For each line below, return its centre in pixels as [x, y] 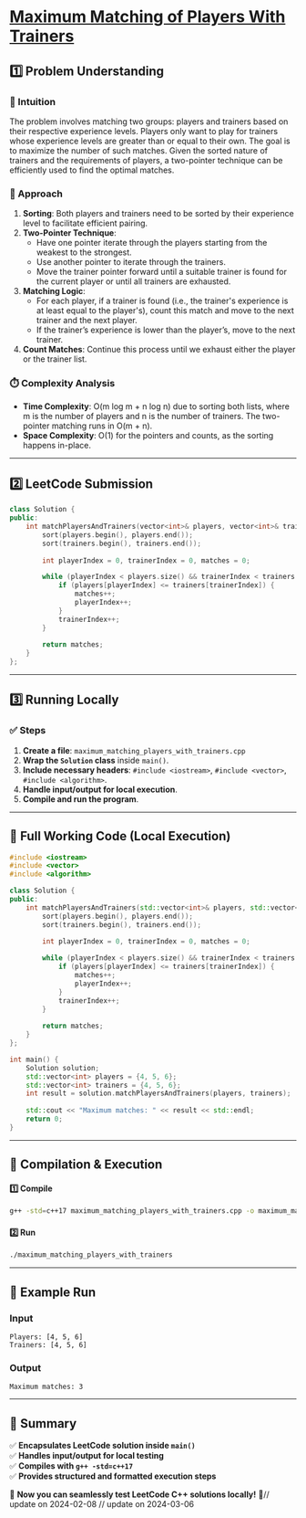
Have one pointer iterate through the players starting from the [152, 243]
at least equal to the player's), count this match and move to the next [165, 311]
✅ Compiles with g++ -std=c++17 [71, 1466]
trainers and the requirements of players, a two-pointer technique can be [146, 160]
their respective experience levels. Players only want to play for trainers [144, 131]
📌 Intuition [33, 101]
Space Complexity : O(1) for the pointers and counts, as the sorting [148, 436]
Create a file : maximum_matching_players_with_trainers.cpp [134, 750]
